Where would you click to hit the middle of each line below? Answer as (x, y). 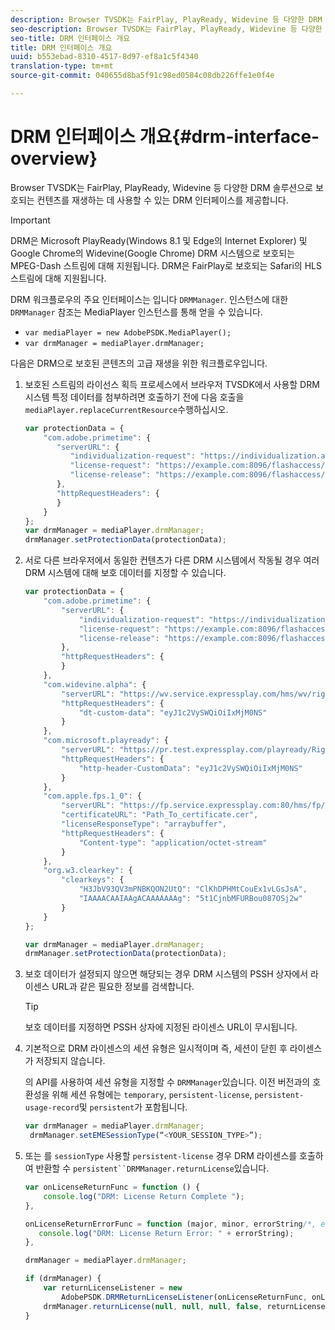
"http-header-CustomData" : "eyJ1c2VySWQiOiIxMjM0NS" (190, 768)
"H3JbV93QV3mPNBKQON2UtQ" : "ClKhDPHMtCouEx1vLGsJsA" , (193, 889)
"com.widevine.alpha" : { (95, 684)
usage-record (52, 1108)
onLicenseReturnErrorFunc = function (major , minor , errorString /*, (170, 1224)
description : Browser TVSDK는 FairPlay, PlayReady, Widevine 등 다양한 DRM (166, 19)
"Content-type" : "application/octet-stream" (173, 842)
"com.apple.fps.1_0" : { (92, 796)
